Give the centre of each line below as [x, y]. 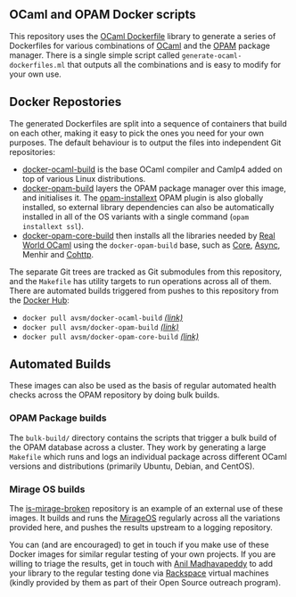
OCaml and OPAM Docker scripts [103, 15]
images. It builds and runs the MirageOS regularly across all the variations [145, 518]
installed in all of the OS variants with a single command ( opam [136, 217]
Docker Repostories [66, 102]
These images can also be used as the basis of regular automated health [143, 386]
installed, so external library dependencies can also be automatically [148, 207]
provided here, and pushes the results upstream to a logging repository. [141, 527]
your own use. [36, 74]
